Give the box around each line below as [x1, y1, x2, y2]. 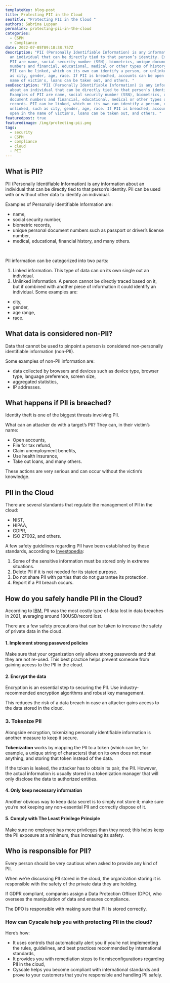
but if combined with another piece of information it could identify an [12, 283, 156, 289]
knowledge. [5, 474, 30, 480]
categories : [5, 31, 30, 36]
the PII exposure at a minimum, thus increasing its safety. [5, 832, 124, 838]
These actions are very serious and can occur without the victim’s [5, 468, 143, 475]
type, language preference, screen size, [12, 373, 96, 379]
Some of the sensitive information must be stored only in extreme [12, 558, 149, 564]
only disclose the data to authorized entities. [5, 776, 98, 782]
